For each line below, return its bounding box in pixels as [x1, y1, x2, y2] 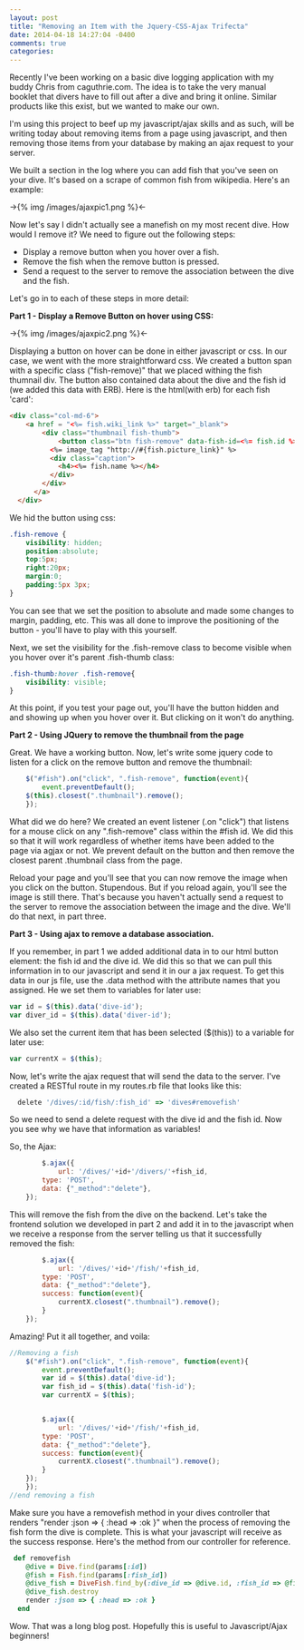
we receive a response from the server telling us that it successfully [9, 1228, 262, 1239]
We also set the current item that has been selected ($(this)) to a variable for [9, 1027, 295, 1038]
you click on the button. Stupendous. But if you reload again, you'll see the [9, 882, 288, 893]
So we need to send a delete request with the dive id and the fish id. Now [9, 1114, 282, 1125]
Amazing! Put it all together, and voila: [9, 1331, 151, 1342]
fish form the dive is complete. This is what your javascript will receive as [9, 1526, 282, 1538]
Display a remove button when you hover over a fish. [22, 247, 220, 258]
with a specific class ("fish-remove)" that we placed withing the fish [9, 365, 262, 376]
